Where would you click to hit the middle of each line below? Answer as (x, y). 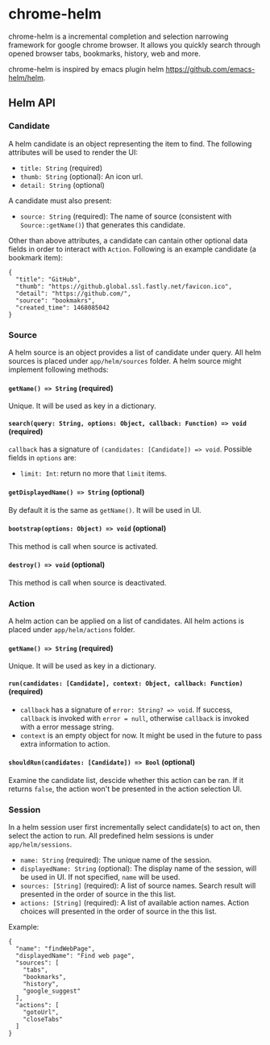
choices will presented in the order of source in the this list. (118, 911)
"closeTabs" (43, 1020)
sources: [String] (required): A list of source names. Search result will (138, 886)
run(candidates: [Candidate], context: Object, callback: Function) (126, 684)
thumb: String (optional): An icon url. (81, 176)
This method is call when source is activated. (83, 546)
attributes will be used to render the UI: (73, 152)
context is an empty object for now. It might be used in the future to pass (141, 735)
